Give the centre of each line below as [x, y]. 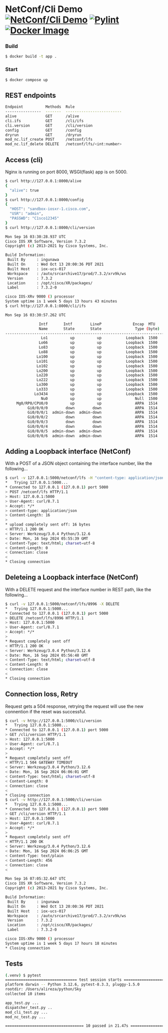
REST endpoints [31, 95]
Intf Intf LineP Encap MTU [97, 324]
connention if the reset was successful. [46, 711]
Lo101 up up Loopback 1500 [97, 361]
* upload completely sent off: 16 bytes [48, 525]
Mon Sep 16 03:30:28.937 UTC [35, 236]
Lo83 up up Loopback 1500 [98, 347]
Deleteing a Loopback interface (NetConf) [72, 577]
